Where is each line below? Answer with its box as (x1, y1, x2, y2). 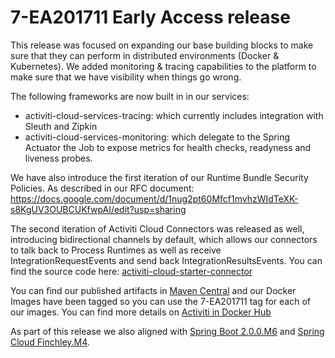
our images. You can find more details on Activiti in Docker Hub (10, 306, 272, 318)
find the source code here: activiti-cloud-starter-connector (10, 265, 253, 277)
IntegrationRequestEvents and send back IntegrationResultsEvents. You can (10, 254, 323, 266)
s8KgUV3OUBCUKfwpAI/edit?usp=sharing (10, 203, 187, 215)
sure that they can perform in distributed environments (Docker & (10, 49, 280, 61)
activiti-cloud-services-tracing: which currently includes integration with (24, 109, 324, 121)
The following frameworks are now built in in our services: (10, 90, 250, 102)
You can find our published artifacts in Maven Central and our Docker (10, 284, 297, 296)
